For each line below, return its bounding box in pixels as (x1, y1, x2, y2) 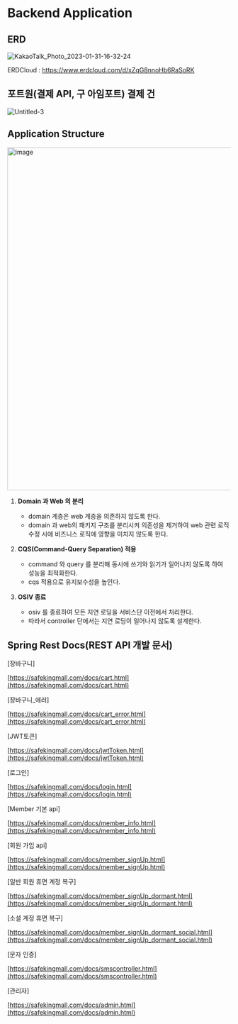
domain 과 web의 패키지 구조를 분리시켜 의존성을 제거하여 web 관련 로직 (28, 520, 229, 529)
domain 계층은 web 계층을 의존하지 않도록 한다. (28, 512, 161, 520)
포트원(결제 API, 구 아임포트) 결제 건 (7, 88, 156, 100)
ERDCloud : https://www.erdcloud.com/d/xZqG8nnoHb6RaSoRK (7, 66, 195, 74)
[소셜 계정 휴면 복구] (7, 914, 64, 923)
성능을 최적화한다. (28, 568, 78, 577)
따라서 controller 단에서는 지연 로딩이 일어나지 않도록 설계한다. (28, 616, 202, 625)
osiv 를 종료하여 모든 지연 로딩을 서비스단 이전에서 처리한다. (28, 607, 193, 616)
